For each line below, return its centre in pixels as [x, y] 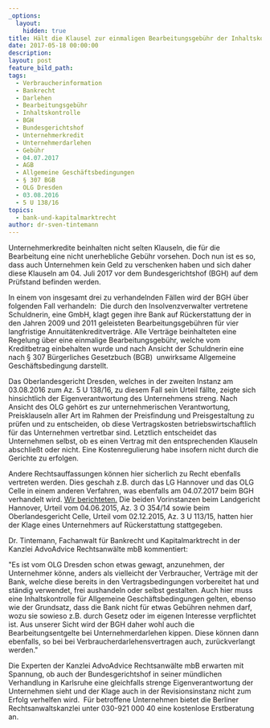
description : [30, 53]
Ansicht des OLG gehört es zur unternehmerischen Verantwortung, [119, 407]
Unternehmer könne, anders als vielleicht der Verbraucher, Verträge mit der [133, 573]
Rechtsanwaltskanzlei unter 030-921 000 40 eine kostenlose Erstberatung [131, 709]
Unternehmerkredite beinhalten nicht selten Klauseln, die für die [115, 248]
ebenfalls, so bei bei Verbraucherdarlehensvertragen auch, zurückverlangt [132, 642]
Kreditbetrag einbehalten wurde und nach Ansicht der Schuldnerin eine [126, 349]
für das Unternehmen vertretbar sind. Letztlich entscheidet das [112, 433]
